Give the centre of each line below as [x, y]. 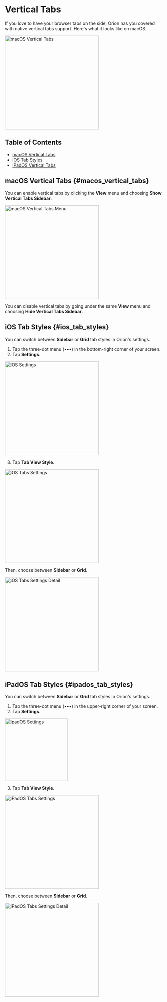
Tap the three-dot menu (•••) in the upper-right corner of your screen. [85, 706]
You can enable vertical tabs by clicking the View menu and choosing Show [83, 193]
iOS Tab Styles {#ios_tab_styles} [57, 327]
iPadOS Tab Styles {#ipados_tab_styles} [69, 684]
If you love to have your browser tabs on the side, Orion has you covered [80, 23]
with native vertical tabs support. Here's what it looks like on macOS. [76, 28]
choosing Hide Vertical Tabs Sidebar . [44, 311]
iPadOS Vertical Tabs [34, 165]
